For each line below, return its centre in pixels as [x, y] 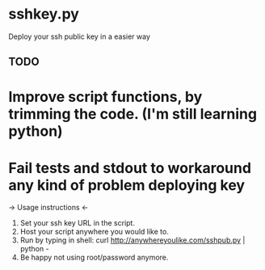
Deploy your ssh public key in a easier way [80, 36]
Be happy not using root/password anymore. [94, 257]
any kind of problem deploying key [126, 185]
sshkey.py [44, 14]
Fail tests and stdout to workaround [130, 168]
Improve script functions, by [105, 97]
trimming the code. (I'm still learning [132, 114]
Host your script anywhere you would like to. [95, 232]
